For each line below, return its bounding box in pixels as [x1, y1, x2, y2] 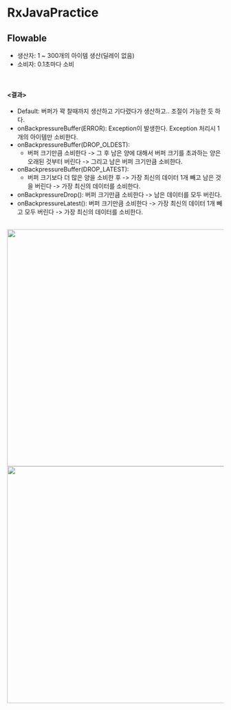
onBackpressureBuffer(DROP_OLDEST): [16, 141, 131, 149]
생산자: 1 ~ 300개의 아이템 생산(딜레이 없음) [16, 52, 135, 59]
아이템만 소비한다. [30, 133, 78, 141]
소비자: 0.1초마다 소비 [16, 60, 74, 68]
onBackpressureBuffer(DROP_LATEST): [16, 165, 129, 174]
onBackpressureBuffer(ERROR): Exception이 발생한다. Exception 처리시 [16, 124, 216, 132]
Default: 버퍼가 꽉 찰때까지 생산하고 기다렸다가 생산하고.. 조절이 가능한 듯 [16, 107, 214, 115]
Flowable [7, 32, 47, 44]
